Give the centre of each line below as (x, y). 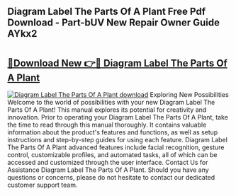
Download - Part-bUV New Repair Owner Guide (113, 23)
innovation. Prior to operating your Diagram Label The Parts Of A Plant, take (118, 117)
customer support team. (43, 185)
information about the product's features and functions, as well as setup (113, 132)
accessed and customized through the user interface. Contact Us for (108, 162)
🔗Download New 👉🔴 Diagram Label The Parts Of (118, 63)
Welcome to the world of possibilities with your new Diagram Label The (111, 102)
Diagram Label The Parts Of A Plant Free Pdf (107, 12)
